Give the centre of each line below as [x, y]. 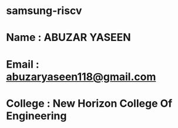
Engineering [36, 116]
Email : [23, 64]
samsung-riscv [44, 11]
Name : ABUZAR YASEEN [68, 38]
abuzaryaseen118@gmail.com [81, 77]
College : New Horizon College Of [89, 103]
